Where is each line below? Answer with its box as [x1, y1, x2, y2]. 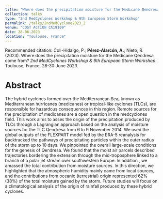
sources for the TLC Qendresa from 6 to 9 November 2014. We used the [5, 126, 149, 132]
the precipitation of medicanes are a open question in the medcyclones [5, 111, 147, 117]
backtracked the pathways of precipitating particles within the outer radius [5, 137, 154, 143]
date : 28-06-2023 [5, 30, 40, 34]
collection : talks [5, 12, 42, 16]
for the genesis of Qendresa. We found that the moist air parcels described [5, 147, 155, 153]
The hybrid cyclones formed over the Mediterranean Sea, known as [5, 95, 140, 102]
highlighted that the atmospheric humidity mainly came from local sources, [5, 168, 155, 173]
